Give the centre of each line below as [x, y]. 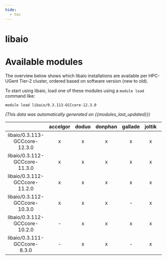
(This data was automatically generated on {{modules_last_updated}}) [78, 114]
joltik [151, 127]
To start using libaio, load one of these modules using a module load [75, 91]
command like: [20, 96]
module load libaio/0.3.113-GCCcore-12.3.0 [51, 105]
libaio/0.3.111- [26, 238]
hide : [11, 10]
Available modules [44, 62]
